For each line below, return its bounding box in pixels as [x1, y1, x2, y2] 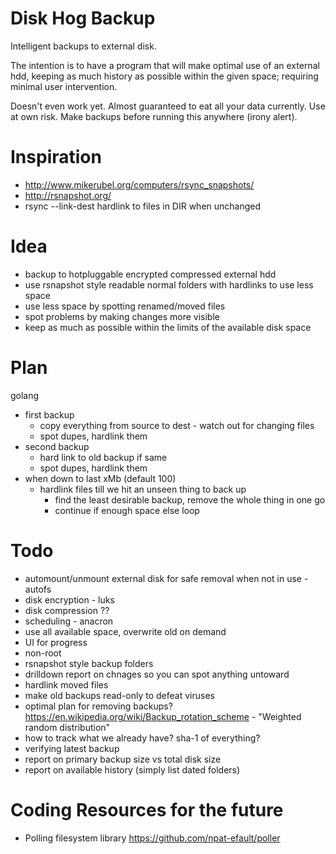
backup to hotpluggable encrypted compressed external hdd [24, 268, 277, 280]
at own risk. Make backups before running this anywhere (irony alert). [10, 110, 298, 122]
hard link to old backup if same [39, 451, 168, 463]
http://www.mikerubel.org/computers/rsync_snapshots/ [24, 178, 255, 191]
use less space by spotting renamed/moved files [24, 300, 226, 312]
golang [10, 389, 40, 401]
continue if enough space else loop [54, 504, 200, 516]
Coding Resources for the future [10, 798, 284, 821]
